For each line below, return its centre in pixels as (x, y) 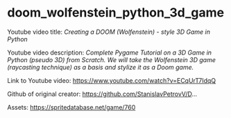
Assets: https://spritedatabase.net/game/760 (71, 107)
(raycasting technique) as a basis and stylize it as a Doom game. (101, 67)
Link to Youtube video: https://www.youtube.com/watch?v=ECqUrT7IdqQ (112, 80)
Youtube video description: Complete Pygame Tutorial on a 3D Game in (110, 52)
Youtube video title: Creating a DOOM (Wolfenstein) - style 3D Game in (109, 32)
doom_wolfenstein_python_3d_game (115, 13)
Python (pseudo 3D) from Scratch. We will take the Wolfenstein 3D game (112, 59)
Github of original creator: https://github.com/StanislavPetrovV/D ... (102, 94)
